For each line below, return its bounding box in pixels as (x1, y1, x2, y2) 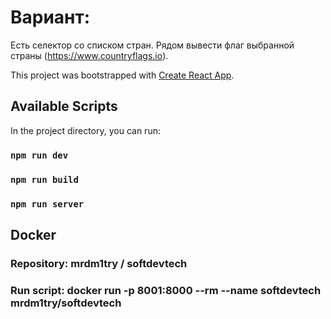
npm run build (10, 174, 79, 185)
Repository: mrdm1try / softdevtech (10, 256, 188, 270)
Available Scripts (10, 98, 118, 115)
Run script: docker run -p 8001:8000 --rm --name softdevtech (10, 283, 322, 297)
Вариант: (10, 6, 91, 29)
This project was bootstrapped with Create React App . (10, 69, 235, 81)
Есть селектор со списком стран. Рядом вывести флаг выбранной (10, 39, 295, 51)
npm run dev (10, 149, 69, 161)
